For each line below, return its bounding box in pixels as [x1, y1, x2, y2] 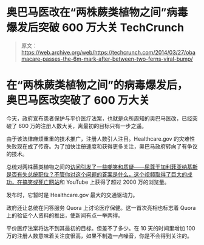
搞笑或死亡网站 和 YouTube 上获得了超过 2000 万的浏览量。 [22, 178, 170, 186]
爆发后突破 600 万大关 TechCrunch [6, 21, 184, 35]
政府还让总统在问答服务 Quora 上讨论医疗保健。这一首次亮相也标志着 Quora [6, 204, 196, 211]
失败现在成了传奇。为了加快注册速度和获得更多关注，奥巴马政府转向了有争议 [6, 143, 198, 150]
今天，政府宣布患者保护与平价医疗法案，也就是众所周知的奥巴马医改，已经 [6, 115, 192, 122]
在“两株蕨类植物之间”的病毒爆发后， [6, 78, 188, 92]
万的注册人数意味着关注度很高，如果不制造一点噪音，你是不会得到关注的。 [6, 232, 192, 240]
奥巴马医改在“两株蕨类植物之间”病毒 [6, 5, 188, 19]
